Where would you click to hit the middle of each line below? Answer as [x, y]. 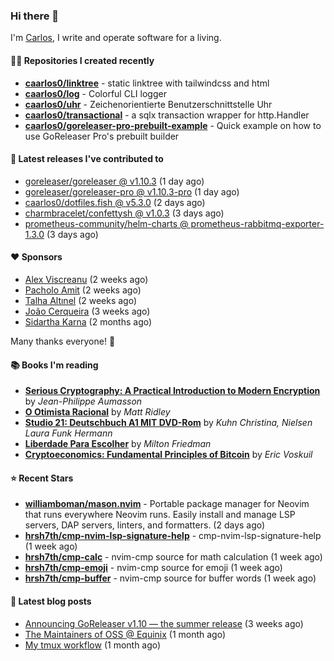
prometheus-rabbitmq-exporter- [257, 223]
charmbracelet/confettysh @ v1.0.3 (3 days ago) [124, 213]
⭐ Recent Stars [42, 478]
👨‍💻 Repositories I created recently [82, 60]
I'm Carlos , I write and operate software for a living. [116, 38]
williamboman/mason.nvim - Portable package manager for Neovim [167, 504]
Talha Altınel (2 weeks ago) [81, 300]
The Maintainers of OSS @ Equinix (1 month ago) [125, 634]
